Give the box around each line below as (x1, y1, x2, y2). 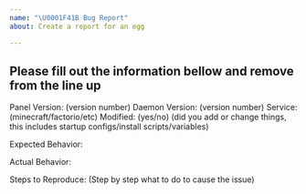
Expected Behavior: (9, 138, 84, 150)
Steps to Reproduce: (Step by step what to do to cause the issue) (9, 174, 255, 185)
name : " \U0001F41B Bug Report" (9, 13, 129, 23)
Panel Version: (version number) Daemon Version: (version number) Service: (9, 102, 298, 113)
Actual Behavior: (9, 157, 71, 168)
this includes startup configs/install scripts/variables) (9, 121, 209, 132)
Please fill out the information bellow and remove (9, 63, 294, 78)
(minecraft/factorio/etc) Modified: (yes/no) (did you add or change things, (9, 111, 287, 123)
